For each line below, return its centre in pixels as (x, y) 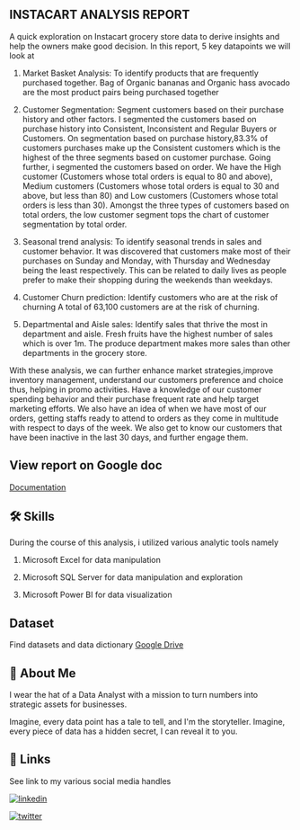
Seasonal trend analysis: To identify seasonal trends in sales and (142, 241)
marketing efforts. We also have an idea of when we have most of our (138, 408)
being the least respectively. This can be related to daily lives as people (154, 270)
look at (22, 55)
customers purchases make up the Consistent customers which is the (151, 147)
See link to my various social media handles (90, 781)
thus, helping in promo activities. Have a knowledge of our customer (136, 389)
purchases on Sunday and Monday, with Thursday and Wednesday (146, 261)
